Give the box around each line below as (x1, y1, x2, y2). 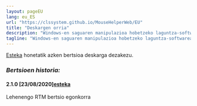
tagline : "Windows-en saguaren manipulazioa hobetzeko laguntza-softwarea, (6, 36, 195, 41)
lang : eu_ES (6, 14, 35, 20)
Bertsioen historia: (6, 66, 60, 74)
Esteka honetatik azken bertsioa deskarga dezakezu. (6, 52, 134, 58)
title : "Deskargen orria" (6, 24, 69, 31)
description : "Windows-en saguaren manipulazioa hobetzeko (6, 30, 154, 36)
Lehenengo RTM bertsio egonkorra (6, 94, 91, 101)
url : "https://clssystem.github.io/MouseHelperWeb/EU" (6, 19, 143, 25)
